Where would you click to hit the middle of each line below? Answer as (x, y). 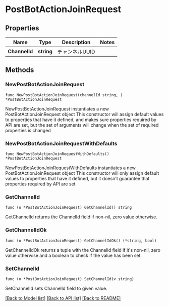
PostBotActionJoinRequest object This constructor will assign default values (84, 114)
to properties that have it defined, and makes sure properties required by (81, 120)
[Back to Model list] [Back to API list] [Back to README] (63, 298)
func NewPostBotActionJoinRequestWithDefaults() (57, 154)
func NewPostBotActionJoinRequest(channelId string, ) (64, 95)
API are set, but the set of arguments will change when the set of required (82, 125)
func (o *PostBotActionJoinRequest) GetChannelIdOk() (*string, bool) (81, 241)
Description (76, 42)
